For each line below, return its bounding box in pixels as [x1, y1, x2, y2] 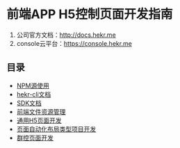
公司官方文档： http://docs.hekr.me [16, 31, 116, 39]
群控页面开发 [16, 133, 54, 142]
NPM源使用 [16, 81, 49, 90]
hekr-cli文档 [16, 90, 51, 98]
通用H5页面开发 [16, 116, 62, 124]
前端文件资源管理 [16, 107, 66, 115]
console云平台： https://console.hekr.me [16, 39, 133, 47]
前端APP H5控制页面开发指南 [6, 6, 173, 22]
